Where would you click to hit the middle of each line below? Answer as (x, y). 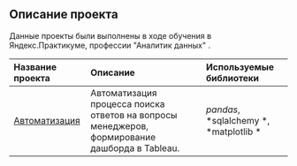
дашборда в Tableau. (135, 147)
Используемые (240, 67)
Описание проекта (64, 15)
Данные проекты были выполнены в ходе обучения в (110, 35)
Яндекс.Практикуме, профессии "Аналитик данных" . (110, 45)
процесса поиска (127, 103)
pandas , (223, 109)
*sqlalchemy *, (238, 120)
